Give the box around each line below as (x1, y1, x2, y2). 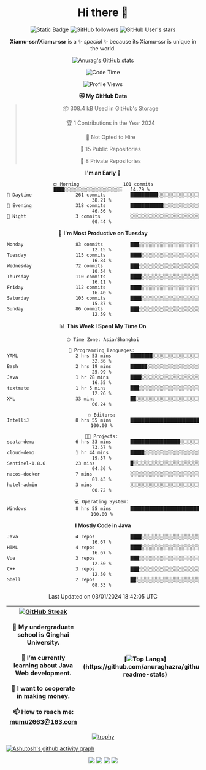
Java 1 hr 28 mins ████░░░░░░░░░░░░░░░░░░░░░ (7, 374, 199, 380)
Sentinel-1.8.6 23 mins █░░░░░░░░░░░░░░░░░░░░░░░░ (7, 460, 199, 466)
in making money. (16, 691, 70, 700)
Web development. (15, 669, 72, 677)
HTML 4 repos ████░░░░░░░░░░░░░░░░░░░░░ (7, 544, 199, 551)
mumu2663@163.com (9, 717, 77, 726)
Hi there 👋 (77, 6, 129, 20)
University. (26, 638, 60, 646)
